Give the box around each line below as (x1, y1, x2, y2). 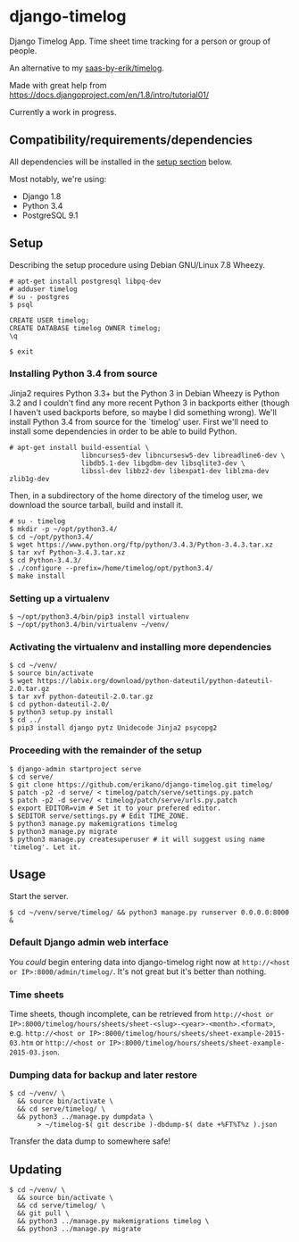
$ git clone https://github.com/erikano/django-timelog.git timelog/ (9, 779, 274, 789)
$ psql (9, 300, 34, 309)
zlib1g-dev (9, 474, 50, 483)
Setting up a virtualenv (9, 592, 110, 604)
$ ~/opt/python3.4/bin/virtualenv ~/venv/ (9, 621, 170, 629)
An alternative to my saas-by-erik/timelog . (9, 63, 165, 73)
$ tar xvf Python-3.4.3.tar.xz (9, 547, 126, 557)
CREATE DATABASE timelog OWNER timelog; (9, 323, 162, 332)
